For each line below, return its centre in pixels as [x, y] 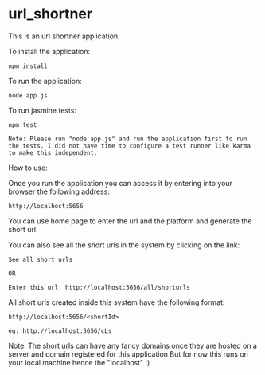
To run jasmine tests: [43, 110]
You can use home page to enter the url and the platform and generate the [130, 221]
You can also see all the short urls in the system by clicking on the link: [124, 245]
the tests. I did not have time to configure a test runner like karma [129, 146]
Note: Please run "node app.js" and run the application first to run [128, 139]
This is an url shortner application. [64, 36]
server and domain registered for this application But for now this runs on [129, 354]
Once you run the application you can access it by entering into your [121, 183]
